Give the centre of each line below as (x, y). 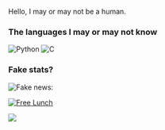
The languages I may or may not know (83, 32)
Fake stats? (31, 70)
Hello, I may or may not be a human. (67, 11)
